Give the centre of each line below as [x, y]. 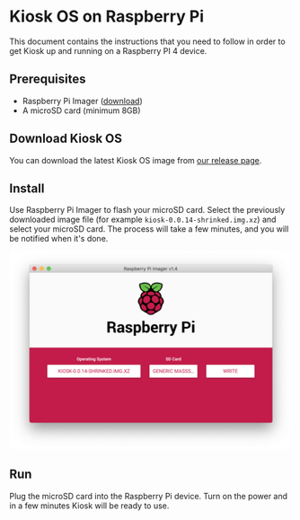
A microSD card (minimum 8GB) [81, 110]
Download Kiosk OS [66, 139]
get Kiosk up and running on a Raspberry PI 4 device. [108, 50]
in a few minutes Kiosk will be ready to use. [89, 506]
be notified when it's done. [59, 239]
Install [27, 188]
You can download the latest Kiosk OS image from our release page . [136, 160]
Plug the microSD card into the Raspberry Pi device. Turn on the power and [149, 496]
